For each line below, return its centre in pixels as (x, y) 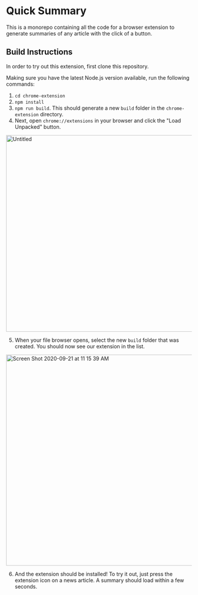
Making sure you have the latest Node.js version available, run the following (98, 77)
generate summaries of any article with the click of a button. (79, 33)
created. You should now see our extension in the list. (80, 346)
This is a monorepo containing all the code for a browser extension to (90, 27)
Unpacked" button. (38, 127)
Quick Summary (46, 11)
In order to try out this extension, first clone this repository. (77, 66)
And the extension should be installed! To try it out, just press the (93, 574)
